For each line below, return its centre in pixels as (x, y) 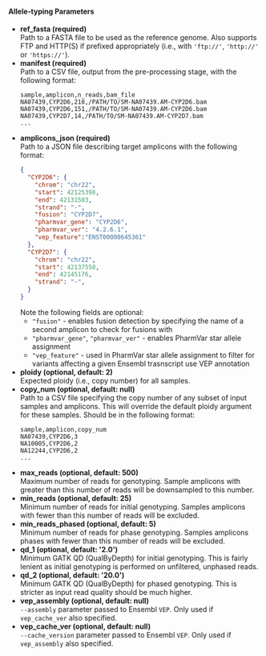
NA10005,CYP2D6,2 (49, 443)
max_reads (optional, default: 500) (79, 472)
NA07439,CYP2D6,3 (49, 437)
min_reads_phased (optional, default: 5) (88, 523)
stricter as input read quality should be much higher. (106, 592)
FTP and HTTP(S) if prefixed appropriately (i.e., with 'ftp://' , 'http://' (139, 46)
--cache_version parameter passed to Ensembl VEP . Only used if (125, 634)
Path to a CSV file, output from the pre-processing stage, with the (128, 72)
